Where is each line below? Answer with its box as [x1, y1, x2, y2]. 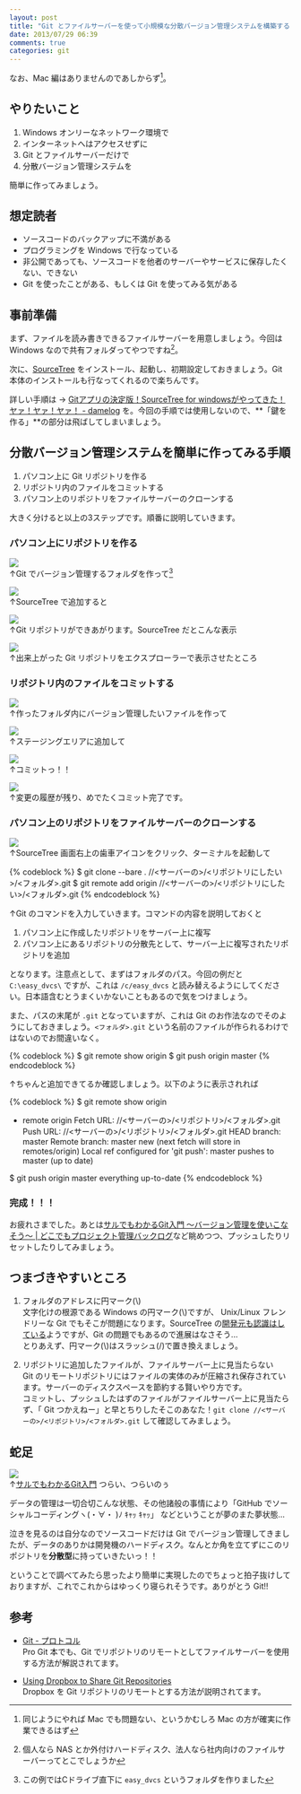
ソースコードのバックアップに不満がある [21, 234, 172, 245]
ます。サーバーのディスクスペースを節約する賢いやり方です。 [21, 1382, 247, 1393]
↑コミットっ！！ [9, 763, 72, 774]
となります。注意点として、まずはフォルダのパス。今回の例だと [9, 969, 244, 980]
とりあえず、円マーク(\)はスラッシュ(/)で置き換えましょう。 [21, 1340, 244, 1351]
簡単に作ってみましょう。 [9, 179, 103, 190]
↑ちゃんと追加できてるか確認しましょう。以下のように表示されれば [9, 1078, 259, 1090]
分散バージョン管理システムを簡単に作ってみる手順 [9, 445, 291, 460]
